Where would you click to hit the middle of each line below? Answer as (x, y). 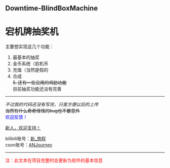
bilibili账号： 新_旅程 (26, 139)
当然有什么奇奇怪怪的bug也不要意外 (42, 111)
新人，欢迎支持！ (23, 128)
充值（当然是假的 (30, 70)
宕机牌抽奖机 (32, 32)
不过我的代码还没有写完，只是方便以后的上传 (52, 104)
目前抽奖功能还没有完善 (37, 89)
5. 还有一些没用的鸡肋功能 (39, 82)
